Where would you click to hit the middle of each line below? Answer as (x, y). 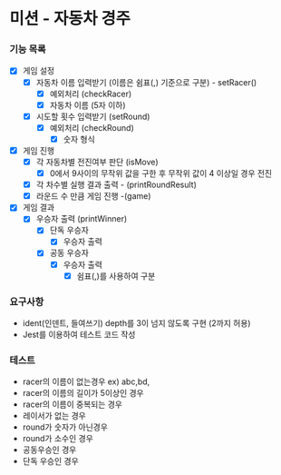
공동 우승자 (69, 253)
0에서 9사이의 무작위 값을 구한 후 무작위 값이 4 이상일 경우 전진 (161, 173)
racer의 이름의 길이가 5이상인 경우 (83, 393)
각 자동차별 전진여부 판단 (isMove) (97, 162)
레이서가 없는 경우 (54, 416)
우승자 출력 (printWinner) (82, 219)
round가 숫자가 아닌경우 (65, 427)
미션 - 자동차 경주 (70, 19)
